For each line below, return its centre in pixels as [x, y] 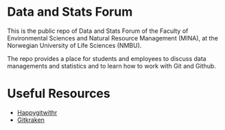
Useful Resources [59, 94]
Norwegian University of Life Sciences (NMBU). [74, 45]
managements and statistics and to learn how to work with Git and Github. [111, 66]
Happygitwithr [37, 112]
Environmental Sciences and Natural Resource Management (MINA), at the [113, 38]
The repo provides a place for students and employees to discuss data [107, 58]
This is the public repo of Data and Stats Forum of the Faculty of [98, 31]
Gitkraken [31, 120]
